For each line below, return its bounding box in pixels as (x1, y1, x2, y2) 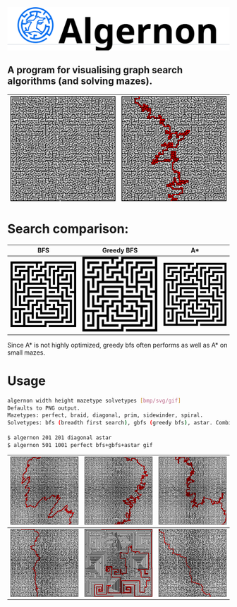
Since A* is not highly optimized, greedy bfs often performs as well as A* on (7, 341, 228, 349)
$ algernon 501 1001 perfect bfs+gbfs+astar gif (7, 441, 153, 448)
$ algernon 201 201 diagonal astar (7, 434, 112, 441)
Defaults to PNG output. (7, 405, 80, 412)
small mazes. (7, 348, 46, 357)
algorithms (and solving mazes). (7, 75, 153, 87)
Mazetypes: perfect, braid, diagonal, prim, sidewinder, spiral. (7, 412, 203, 419)
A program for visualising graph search (7, 64, 183, 76)
